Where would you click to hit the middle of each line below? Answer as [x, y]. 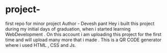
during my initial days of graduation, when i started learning [68, 29]
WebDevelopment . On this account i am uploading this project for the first [83, 34]
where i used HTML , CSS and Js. [41, 45]
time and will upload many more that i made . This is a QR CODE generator [83, 40]
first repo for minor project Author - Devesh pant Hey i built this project [80, 23]
